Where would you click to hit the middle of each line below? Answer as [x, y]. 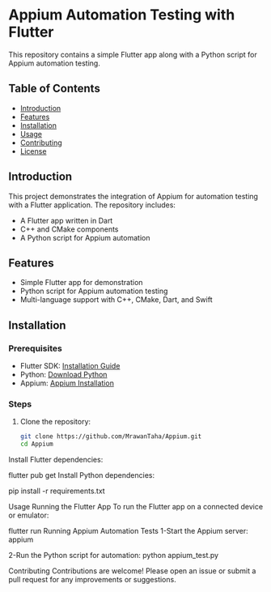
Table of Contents [55, 89]
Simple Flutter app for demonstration [81, 283]
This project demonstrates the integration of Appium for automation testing [133, 196]
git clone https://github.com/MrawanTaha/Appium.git [111, 437]
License [33, 151]
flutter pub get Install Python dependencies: [82, 475]
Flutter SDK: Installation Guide [70, 366]
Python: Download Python [64, 375]
